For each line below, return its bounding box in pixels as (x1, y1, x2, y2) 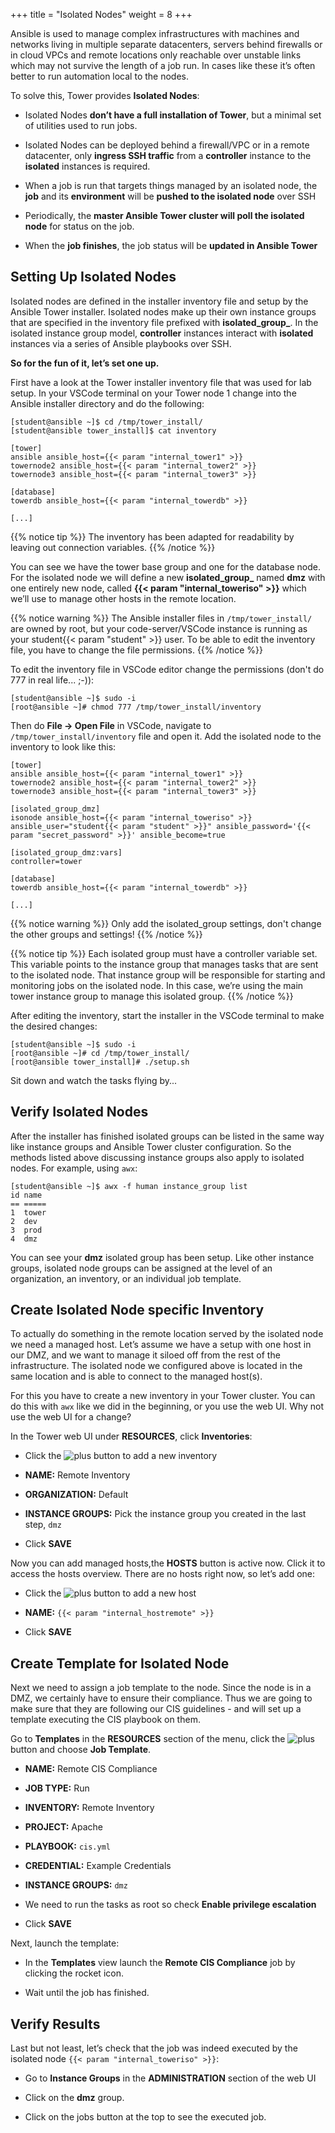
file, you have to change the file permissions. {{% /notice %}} (10, 644, 263, 656)
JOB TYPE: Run (24, 1782, 90, 1794)
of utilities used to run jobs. (24, 120, 138, 131)
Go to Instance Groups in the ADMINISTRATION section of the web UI (24, 2072, 317, 2084)
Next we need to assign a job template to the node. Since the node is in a (10, 1682, 312, 1694)
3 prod (10, 1225, 43, 1235)
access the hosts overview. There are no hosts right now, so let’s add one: (10, 1568, 316, 1580)
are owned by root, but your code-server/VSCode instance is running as (10, 622, 308, 634)
